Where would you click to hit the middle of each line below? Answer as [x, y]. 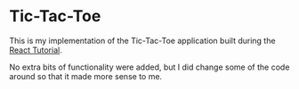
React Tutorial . [36, 49]
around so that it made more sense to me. [86, 76]
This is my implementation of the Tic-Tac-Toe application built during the [142, 41]
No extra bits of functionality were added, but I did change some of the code [149, 67]
